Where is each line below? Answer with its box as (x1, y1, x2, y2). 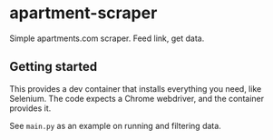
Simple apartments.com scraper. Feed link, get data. (9, 33, 205, 44)
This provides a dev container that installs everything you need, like (9, 83, 262, 94)
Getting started (9, 59, 98, 75)
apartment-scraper (9, 3, 158, 24)
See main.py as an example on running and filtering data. (9, 120, 222, 131)
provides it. (9, 103, 52, 114)
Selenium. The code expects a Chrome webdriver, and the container (9, 93, 265, 104)
